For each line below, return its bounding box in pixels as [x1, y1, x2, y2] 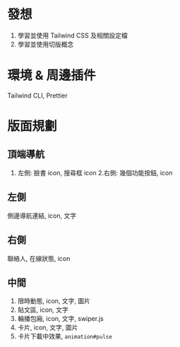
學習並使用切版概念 [17, 40, 74, 48]
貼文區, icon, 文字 [17, 305, 68, 314]
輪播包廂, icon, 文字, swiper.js [17, 314, 104, 323]
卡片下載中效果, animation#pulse [17, 332, 113, 341]
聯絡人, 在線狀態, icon [7, 254, 71, 262]
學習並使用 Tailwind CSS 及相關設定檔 [17, 31, 128, 40]
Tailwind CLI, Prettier [7, 91, 68, 100]
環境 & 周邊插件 [7, 68, 97, 83]
